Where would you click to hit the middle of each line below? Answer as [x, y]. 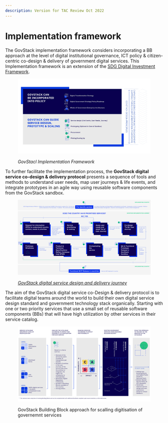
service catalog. [22, 319]
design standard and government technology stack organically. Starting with [84, 303]
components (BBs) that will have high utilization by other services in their [80, 314]
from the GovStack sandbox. [35, 193]
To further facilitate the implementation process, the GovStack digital [77, 171]
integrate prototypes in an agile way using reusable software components [81, 187]
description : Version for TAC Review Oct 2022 [55, 11]
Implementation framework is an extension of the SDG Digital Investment [80, 66]
